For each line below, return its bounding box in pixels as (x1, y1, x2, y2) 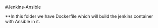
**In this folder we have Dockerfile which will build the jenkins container (5, 14, 154, 19)
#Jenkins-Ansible (5, 4, 41, 10)
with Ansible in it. (5, 19, 41, 24)
